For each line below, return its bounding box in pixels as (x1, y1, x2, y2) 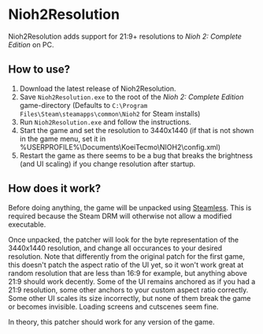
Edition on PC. (8, 39, 54, 49)
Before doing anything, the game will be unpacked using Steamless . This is (8, 202, 252, 212)
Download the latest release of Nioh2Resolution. (19, 83, 176, 93)
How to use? (8, 63, 71, 76)
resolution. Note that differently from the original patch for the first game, (8, 251, 246, 261)
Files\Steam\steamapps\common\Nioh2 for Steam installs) (19, 109, 201, 118)
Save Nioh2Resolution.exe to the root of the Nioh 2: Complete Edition (19, 92, 244, 102)
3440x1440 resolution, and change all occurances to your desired (8, 243, 223, 253)
